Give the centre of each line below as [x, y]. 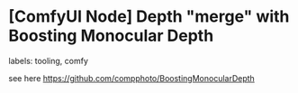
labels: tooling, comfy [49, 60]
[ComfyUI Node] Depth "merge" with [149, 17]
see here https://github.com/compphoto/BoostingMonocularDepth [132, 78]
